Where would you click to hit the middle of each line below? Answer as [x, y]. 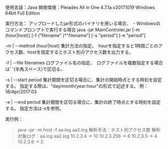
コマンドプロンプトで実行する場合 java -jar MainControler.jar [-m [73, 30]
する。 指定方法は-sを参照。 [35, 108]
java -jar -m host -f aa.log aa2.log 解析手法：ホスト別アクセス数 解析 [89, 130]
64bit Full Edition [23, 13]
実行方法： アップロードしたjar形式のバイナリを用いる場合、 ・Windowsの [83, 23]
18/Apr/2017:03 [21, 92]
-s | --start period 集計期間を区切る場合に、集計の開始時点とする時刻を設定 [84, 80]
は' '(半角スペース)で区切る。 [35, 69]
